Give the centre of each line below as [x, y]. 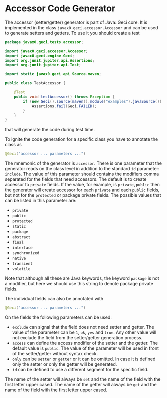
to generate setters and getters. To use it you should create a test [72, 33]
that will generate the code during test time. [50, 130]
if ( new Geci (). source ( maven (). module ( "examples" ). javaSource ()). [94, 101]
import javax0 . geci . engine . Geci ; [40, 56]
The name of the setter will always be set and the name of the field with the [83, 379]
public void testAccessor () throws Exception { [64, 97]
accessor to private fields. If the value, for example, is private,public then [82, 185]
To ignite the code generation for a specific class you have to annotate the [82, 139]
